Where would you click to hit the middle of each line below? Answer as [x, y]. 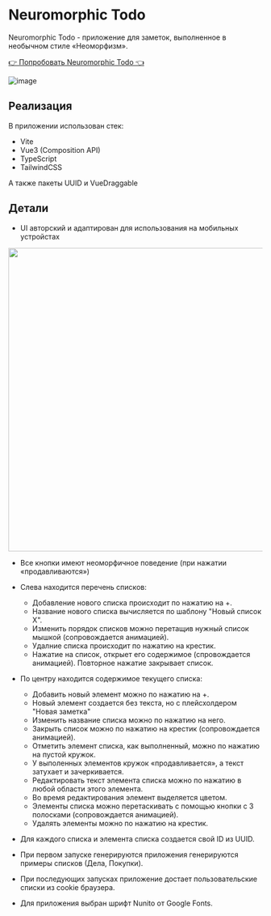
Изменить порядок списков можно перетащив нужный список [140, 628]
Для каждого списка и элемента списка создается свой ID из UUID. [137, 838]
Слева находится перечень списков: [83, 587]
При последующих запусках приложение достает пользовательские [139, 879]
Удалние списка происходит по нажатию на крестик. [124, 646]
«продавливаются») [55, 571]
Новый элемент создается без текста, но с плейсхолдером [134, 702]
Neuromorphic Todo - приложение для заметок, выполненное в [117, 37]
